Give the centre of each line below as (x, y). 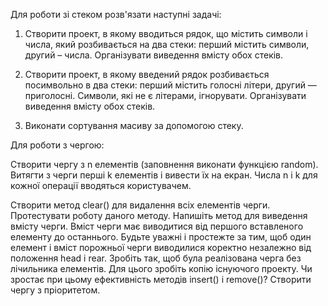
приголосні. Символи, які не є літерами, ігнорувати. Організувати (165, 95)
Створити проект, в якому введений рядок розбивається (147, 74)
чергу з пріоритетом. (55, 290)
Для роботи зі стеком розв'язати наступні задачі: (116, 14)
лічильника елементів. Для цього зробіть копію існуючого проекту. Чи (161, 268)
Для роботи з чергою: (57, 145)
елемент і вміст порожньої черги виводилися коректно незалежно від (161, 247)
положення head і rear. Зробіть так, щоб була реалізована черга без (156, 258)
